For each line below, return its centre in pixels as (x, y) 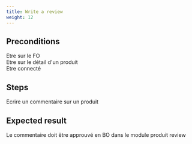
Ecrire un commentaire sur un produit (52, 102)
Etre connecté (23, 69)
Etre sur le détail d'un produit (42, 62)
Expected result (37, 120)
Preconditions (33, 42)
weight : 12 (20, 17)
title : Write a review (34, 12)
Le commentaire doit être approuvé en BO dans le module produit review (96, 134)
